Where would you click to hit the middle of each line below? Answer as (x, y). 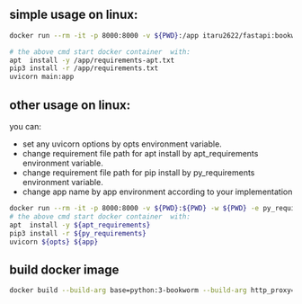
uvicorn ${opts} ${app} (54, 242)
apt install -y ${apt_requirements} (80, 225)
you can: (26, 126)
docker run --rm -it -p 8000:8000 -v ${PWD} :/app (104, 35)
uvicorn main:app (42, 77)
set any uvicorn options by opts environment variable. (122, 144)
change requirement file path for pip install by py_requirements (138, 173)
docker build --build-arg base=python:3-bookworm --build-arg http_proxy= (152, 291)
